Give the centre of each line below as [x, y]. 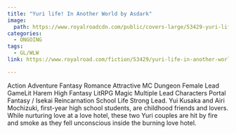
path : [22, 27]
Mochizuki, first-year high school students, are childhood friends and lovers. [118, 108]
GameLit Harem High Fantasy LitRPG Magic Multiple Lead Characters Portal [117, 93]
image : [17, 20]
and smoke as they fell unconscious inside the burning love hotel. [102, 123]
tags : [15, 46]
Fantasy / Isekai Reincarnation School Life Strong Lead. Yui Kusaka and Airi [116, 100]
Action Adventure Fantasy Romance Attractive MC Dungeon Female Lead [113, 86]
